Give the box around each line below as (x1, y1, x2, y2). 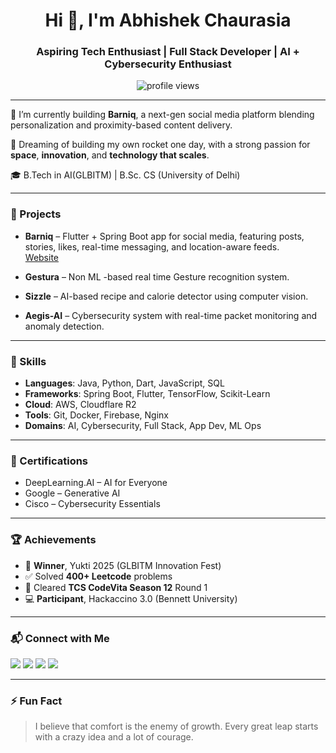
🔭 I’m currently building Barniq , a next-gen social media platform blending (10, 109, 315, 121)
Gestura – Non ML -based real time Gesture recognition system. (24, 270, 290, 283)
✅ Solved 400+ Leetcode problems (24, 570, 173, 582)
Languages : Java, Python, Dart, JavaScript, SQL (24, 377, 225, 389)
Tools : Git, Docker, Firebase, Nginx (24, 409, 169, 421)
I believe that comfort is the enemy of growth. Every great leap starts (34, 720, 319, 733)
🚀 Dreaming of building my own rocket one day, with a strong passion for (10, 139, 311, 151)
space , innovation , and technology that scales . (10, 149, 210, 161)
